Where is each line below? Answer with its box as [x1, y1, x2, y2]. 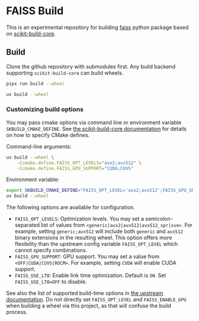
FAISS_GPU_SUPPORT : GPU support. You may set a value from [14, 253, 160, 260]
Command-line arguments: [6, 143, 72, 150]
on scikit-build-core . [6, 30, 56, 37]
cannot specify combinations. [14, 247, 88, 254]
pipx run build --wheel [6, 81, 65, 86]
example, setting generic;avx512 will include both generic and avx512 [14, 228, 184, 235]
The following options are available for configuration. [6, 204, 135, 211]
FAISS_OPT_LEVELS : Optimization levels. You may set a [14, 215, 144, 223]
